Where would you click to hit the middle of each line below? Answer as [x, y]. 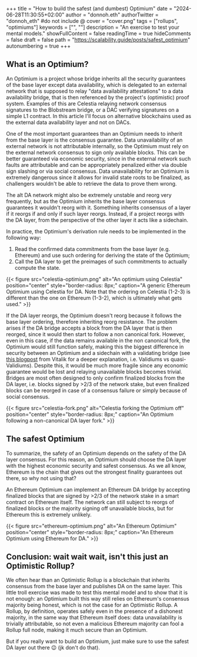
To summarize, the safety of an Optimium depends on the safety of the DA [96, 453]
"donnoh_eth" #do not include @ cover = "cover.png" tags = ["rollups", [92, 21]
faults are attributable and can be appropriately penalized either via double [96, 165]
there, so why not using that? [41, 478]
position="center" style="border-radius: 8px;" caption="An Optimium [90, 414]
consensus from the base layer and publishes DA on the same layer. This [94, 586]
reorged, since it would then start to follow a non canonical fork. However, [96, 334]
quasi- [178, 359]
